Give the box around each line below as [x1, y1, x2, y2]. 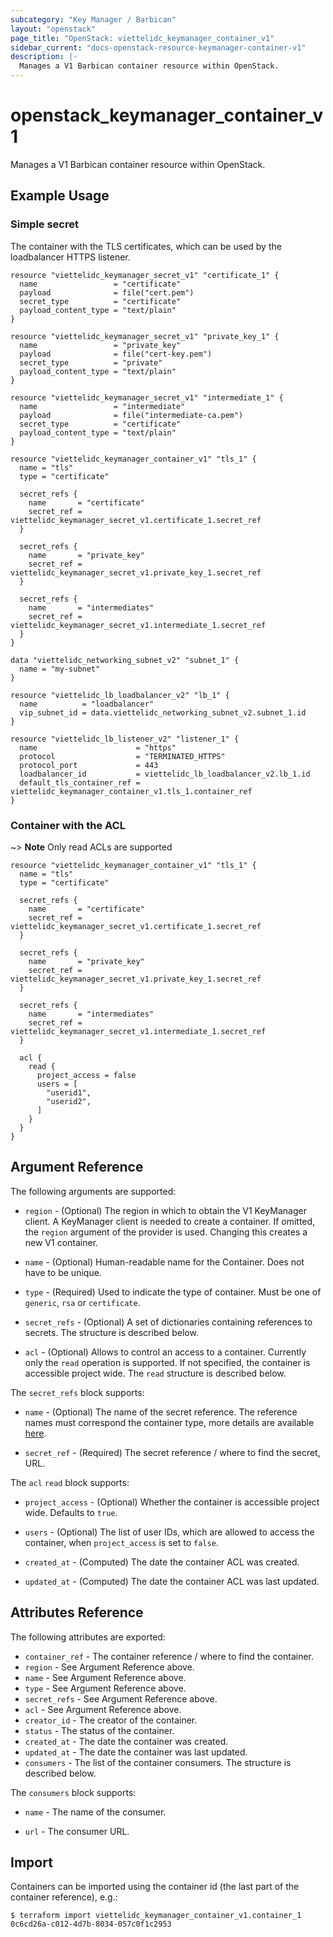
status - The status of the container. [24, 1724, 175, 1736]
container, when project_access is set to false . [24, 1536, 219, 1548]
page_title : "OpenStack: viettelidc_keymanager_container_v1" [10, 33, 275, 43]
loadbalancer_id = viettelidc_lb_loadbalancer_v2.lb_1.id [19, 769, 311, 779]
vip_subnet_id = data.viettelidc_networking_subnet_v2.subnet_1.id [19, 707, 307, 718]
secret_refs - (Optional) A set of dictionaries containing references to [24, 1316, 313, 1328]
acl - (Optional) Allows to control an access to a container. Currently [24, 1346, 307, 1358]
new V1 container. [24, 1236, 99, 1248]
